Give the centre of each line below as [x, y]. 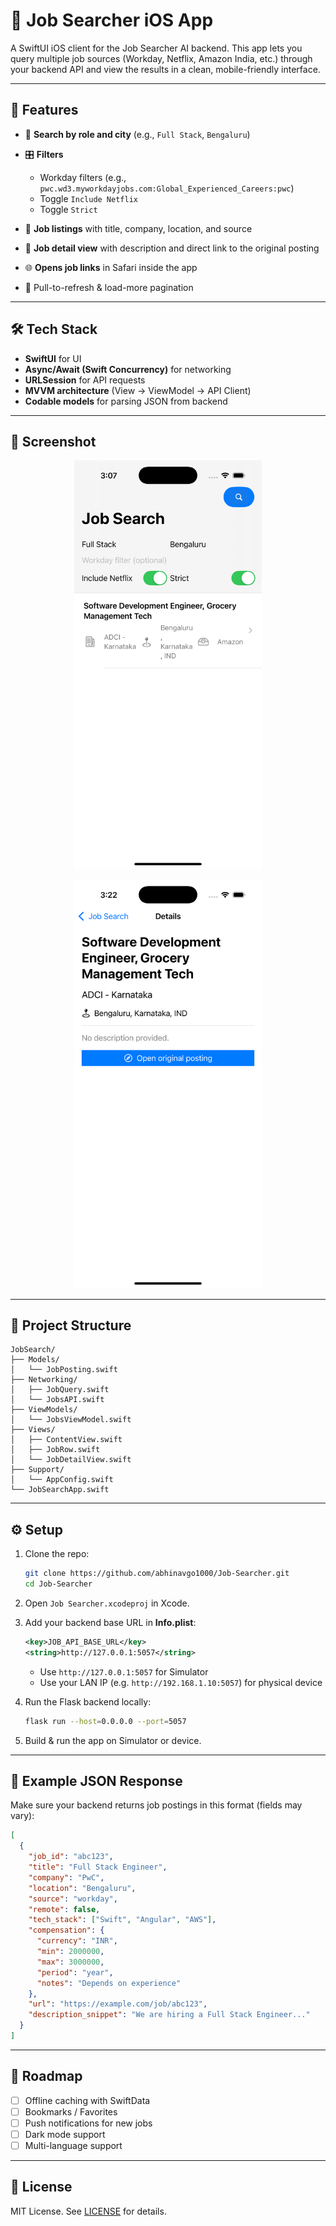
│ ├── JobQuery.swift [60, 1390]
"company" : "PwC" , [66, 1877]
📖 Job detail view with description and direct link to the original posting [172, 248]
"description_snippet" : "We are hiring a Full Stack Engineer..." [169, 2015]
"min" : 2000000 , [70, 1952]
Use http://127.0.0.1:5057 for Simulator [124, 1671]
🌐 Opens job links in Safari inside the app [111, 267]
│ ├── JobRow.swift [55, 1450]
